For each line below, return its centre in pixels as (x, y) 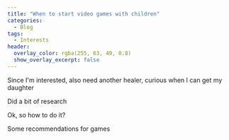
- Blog (23, 27)
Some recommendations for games (59, 129)
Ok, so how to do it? (37, 115)
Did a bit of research (37, 101)
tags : (15, 34)
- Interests (32, 40)
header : (19, 47)
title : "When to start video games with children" (84, 14)
